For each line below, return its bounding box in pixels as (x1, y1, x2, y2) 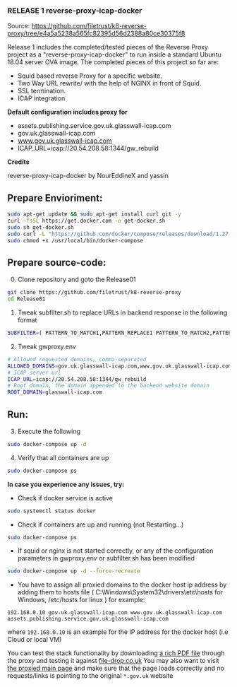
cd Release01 (7, 295, 46, 303)
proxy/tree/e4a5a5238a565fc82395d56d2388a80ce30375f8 (7, 29, 186, 37)
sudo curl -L (7, 230, 46, 237)
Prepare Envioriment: (7, 192, 103, 204)
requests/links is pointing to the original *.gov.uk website (7, 671, 174, 680)
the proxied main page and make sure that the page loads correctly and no (7, 664, 224, 673)
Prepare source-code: (7, 257, 107, 269)
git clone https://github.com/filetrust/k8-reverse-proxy (7, 289, 181, 296)
